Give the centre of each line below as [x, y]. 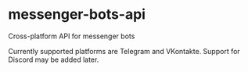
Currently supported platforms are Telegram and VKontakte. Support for [124, 51]
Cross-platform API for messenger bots [72, 36]
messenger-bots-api [77, 14]
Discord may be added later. [54, 59]
